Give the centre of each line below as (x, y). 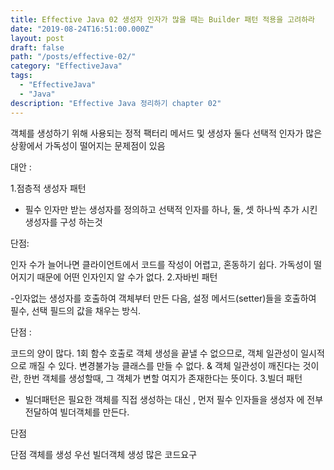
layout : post (37, 38)
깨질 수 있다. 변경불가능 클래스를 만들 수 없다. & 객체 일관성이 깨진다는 (164, 365)
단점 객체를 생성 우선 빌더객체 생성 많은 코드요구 (104, 454)
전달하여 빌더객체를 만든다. (77, 412)
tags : (21, 76)
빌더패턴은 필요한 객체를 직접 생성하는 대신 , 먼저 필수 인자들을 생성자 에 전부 (174, 399)
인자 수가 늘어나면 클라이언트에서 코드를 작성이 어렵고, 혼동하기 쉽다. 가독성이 (161, 264)
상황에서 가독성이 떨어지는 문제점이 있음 (88, 145)
